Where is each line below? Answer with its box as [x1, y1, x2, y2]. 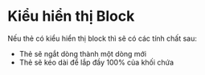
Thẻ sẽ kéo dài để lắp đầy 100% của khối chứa [18, 57, 174, 67]
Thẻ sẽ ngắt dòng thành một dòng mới [18, 49, 146, 58]
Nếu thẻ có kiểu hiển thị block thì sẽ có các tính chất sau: [7, 34, 198, 43]
